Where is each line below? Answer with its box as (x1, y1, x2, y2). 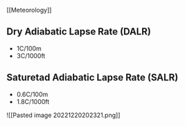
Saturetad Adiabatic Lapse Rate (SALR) (6, 72, 179, 84)
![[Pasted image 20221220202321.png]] (6, 111, 121, 119)
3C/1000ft (16, 51, 46, 60)
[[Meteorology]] (6, 6, 52, 14)
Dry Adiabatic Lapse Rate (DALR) (6, 26, 152, 37)
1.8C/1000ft (16, 97, 50, 106)
